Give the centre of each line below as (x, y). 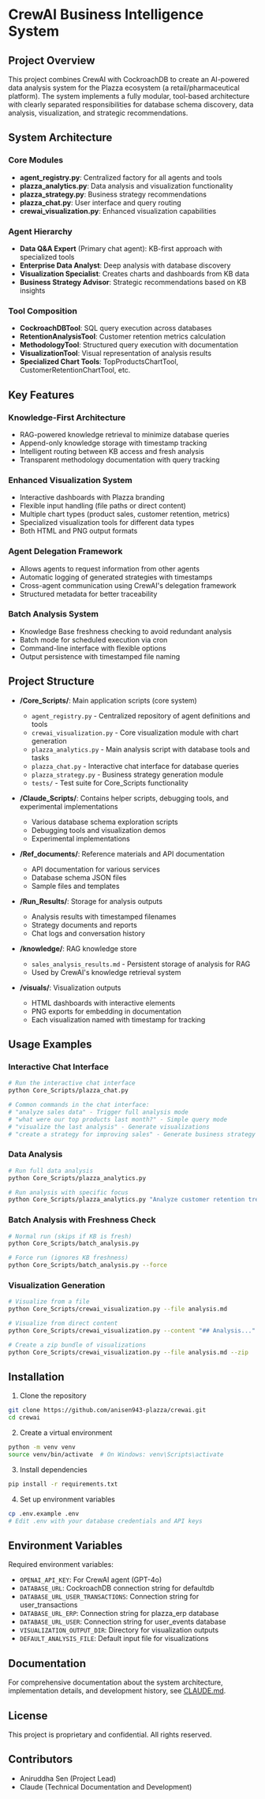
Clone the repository (53, 1396)
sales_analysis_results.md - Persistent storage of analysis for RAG (141, 964)
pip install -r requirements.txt (63, 1484)
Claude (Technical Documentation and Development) (106, 1786)
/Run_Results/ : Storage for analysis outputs (91, 901)
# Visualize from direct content (63, 1324)
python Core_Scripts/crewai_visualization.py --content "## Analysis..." (132, 1331)
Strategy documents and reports (84, 924)
